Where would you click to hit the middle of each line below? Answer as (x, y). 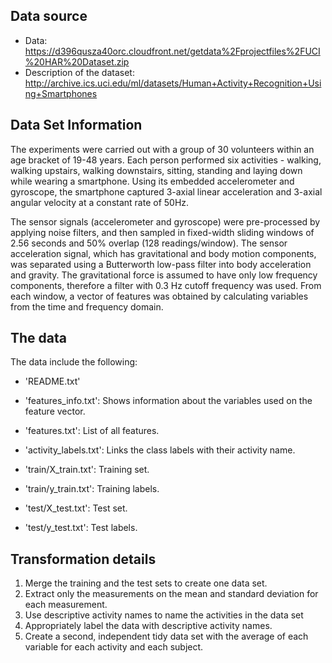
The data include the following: (74, 362)
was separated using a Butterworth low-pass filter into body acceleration (161, 264)
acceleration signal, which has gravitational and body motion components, (163, 253)
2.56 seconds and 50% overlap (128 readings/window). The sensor (149, 243)
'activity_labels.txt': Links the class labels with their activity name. (160, 450)
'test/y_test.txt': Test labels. (81, 528)
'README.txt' (52, 381)
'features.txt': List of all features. (92, 431)
